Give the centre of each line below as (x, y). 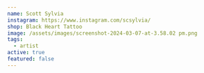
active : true (26, 53)
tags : (15, 40)
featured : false (31, 59)
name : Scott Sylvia (36, 14)
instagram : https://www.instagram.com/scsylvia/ (79, 20)
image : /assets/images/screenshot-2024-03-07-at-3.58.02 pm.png (102, 33)
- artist (26, 46)
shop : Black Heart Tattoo (45, 26)
